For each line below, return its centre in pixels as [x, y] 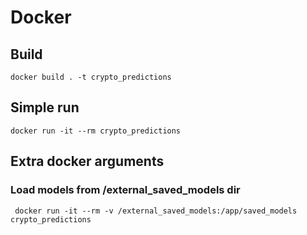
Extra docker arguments [87, 161]
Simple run [45, 107]
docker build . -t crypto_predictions [91, 77]
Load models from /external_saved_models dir [125, 190]
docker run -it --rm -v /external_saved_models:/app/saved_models [156, 211]
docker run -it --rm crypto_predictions [96, 131]
